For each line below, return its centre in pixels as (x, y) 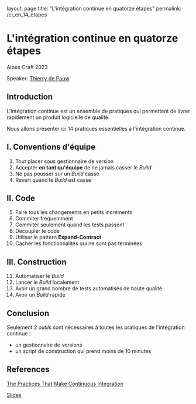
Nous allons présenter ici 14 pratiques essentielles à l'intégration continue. (96, 128)
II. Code (21, 198)
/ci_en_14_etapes (27, 15)
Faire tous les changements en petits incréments (74, 212)
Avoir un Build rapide (40, 295)
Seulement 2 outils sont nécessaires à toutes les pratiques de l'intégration (96, 327)
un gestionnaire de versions (49, 345)
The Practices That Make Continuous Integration (65, 383)
